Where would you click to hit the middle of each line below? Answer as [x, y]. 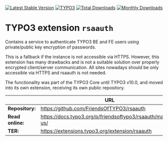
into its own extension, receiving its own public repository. [65, 87]
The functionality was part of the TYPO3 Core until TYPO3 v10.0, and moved [84, 82]
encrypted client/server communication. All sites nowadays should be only [82, 67]
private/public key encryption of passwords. [51, 47]
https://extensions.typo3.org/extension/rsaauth [96, 131]
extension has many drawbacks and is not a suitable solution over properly [82, 62]
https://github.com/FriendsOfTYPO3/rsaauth [93, 108]
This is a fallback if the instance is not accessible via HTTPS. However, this [82, 56]
